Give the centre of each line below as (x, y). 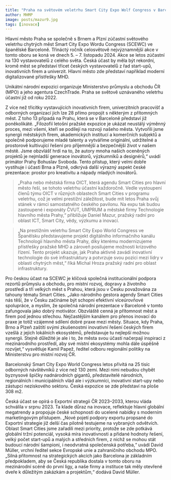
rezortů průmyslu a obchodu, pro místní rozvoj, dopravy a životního (76, 284)
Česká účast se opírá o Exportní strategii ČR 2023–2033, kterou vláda (78, 401)
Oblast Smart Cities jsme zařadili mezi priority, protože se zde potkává (79, 429)
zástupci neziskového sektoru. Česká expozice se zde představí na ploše (82, 386)
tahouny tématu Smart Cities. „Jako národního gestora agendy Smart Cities (84, 295)
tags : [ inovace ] (22, 24)
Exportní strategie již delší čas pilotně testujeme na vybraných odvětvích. (82, 423)
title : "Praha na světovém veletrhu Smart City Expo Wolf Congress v (81, 10)
